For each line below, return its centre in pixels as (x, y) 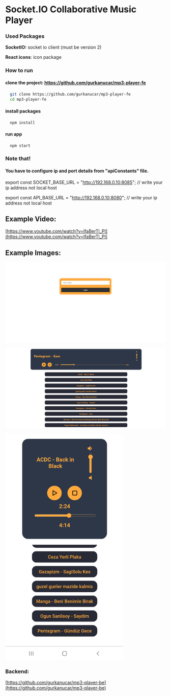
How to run (19, 71)
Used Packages (25, 36)
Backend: (17, 671)
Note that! (18, 158)
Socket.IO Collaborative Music (71, 9)
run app (14, 134)
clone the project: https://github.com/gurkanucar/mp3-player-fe (76, 83)
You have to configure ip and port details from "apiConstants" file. (77, 171)
